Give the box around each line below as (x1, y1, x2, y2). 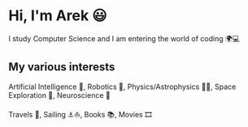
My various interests (8, 60, 115, 74)
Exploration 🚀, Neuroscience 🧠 (8, 90, 111, 99)
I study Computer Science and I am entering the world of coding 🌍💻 (8, 33, 240, 43)
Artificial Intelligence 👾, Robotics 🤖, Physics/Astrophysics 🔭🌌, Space (8, 82, 237, 91)
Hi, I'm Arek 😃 (8, 6, 107, 25)
